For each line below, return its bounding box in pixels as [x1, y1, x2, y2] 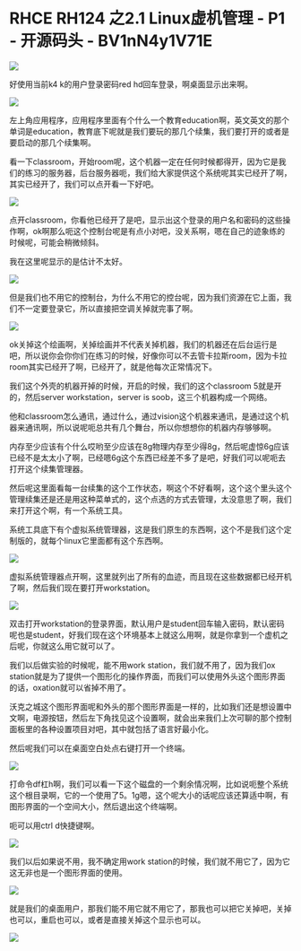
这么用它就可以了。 [47, 641, 119, 651]
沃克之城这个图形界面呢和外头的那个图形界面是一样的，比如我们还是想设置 [9, 701, 284, 711]
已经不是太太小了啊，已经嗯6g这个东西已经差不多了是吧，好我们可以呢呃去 [9, 452, 287, 463]
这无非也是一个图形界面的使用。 [9, 867, 127, 877]
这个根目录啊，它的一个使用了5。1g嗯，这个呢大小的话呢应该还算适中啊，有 [9, 790, 289, 800]
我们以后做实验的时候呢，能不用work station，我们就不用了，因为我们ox [9, 659, 276, 670]
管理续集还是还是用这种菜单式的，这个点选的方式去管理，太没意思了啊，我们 [9, 493, 292, 504]
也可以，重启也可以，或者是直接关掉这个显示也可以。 [9, 914, 206, 925]
